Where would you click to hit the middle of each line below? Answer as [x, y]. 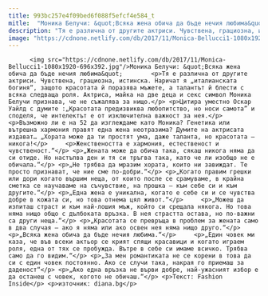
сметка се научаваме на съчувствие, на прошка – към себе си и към [123, 186]
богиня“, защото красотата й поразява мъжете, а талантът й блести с [126, 88]
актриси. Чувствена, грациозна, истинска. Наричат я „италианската [123, 81]
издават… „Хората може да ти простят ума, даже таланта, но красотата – [132, 137]
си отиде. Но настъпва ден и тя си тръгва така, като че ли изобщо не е [132, 158]
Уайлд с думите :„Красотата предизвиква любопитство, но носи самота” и [132, 109]
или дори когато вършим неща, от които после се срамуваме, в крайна [126, 179]
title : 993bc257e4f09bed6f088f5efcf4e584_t [82, 16]
